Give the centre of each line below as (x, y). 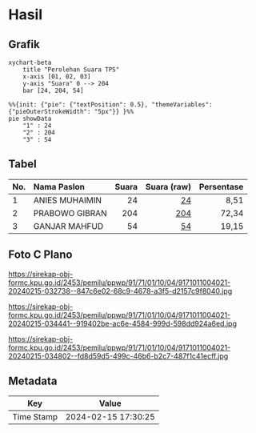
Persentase (221, 186)
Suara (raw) (168, 186)
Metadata (33, 381)
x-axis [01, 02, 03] (57, 77)
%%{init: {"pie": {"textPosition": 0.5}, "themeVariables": (111, 105)
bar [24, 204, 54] (53, 90)
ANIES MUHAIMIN (68, 200)
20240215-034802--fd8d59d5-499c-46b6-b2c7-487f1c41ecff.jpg (118, 356)
